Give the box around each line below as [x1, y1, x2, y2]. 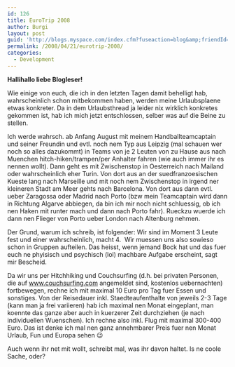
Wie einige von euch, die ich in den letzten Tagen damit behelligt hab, [7, 88, 208, 97]
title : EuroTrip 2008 [7, 17, 71, 24]
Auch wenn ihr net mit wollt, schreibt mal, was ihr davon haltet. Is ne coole [7, 345, 222, 353]
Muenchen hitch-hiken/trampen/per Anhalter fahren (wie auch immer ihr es [7, 154, 225, 163]
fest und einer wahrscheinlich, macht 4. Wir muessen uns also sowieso [7, 235, 214, 243]
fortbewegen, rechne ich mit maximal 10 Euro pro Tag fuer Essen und [7, 286, 206, 295]
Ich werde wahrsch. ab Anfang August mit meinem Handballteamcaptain [7, 132, 217, 140]
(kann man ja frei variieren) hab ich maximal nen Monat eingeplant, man [7, 301, 214, 309]
